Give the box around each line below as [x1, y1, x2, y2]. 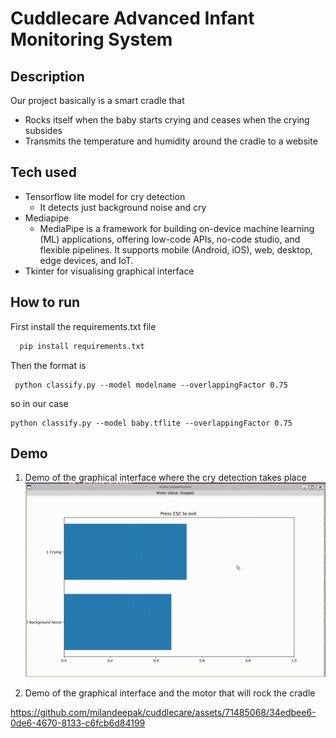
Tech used [10, 164, 77, 181]
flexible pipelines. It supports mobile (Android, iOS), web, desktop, [39, 243, 313, 256]
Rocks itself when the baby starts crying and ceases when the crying [24, 114, 310, 126]
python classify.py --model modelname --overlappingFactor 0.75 [14, 380, 288, 390]
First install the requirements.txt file [10, 320, 157, 332]
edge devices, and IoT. [39, 254, 134, 266]
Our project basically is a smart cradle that [10, 95, 185, 106]
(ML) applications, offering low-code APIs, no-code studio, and [39, 233, 301, 245]
